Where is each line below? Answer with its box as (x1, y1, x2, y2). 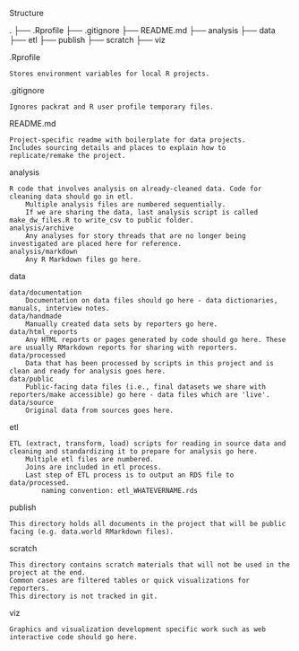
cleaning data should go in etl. (9, 192, 134, 201)
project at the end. (9, 568, 87, 577)
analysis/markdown (9, 247, 78, 256)
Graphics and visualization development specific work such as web (9, 625, 267, 634)
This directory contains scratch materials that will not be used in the (9, 560, 291, 569)
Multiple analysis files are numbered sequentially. (25, 200, 226, 209)
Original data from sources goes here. (25, 406, 175, 415)
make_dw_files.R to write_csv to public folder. (9, 216, 194, 224)
